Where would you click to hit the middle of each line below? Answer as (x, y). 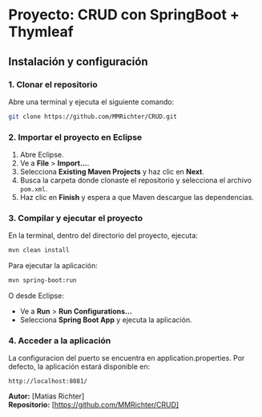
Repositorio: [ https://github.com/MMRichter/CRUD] (94, 405)
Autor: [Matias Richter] (46, 396)
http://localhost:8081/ (48, 382)
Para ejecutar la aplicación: (53, 266)
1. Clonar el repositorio (53, 84)
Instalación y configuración (78, 61)
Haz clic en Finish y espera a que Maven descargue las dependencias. (137, 198)
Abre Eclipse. (42, 155)
